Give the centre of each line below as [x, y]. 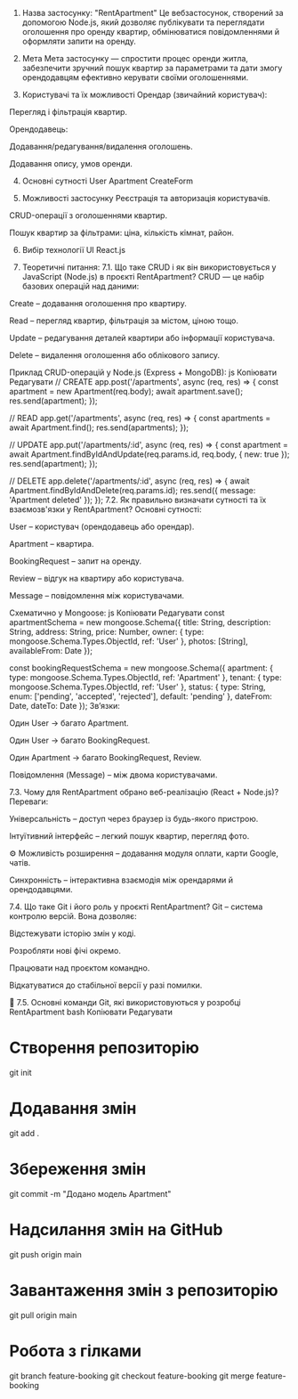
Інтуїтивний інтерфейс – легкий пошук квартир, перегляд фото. [129, 836]
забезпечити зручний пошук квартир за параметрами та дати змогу [152, 68]
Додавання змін [73, 1109]
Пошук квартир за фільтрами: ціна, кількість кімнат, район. [121, 232]
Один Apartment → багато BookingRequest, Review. [105, 757]
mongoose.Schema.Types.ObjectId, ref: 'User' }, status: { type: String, [137, 687]
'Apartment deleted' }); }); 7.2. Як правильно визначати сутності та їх [138, 500]
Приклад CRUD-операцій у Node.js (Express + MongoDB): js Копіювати [143, 372]
